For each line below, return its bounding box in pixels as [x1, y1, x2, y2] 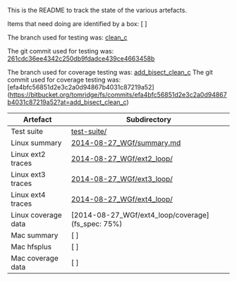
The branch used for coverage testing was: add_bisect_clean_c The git [7, 68, 213, 76]
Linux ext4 [11, 190, 46, 199]
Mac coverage [11, 254, 59, 263]
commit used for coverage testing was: [7, 75, 121, 84]
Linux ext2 [11, 149, 46, 159]
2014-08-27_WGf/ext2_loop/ [71, 154, 173, 163]
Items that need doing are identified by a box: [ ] [7, 20, 147, 27]
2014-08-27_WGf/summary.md [71, 138, 181, 147]
